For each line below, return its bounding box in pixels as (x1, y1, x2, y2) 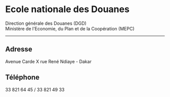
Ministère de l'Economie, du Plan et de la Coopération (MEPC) (5, 25, 135, 31)
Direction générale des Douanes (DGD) (5, 20, 87, 26)
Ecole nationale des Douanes (5, 4, 130, 15)
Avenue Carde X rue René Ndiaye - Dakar (5, 58, 92, 64)
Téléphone (5, 73, 39, 82)
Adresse (5, 45, 33, 54)
